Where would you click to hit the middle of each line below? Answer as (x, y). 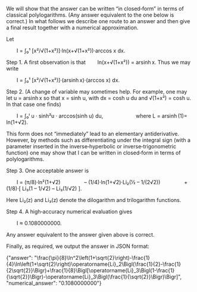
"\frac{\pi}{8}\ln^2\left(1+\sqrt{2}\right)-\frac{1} (92, 258)
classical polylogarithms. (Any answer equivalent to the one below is (90, 15)
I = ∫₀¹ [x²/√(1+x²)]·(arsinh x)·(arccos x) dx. (68, 80)
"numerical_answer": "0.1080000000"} (54, 283)
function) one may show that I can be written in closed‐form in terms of (93, 153)
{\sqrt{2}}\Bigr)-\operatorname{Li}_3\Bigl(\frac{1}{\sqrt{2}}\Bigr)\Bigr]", (94, 277)
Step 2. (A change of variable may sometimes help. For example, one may (97, 91)
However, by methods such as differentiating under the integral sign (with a (98, 140)
